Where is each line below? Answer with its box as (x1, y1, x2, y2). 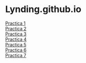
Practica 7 (5, 52, 26, 58)
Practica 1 (5, 20, 26, 26)
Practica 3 (5, 31, 27, 37)
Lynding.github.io (5, 4, 82, 15)
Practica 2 (5, 25, 27, 31)
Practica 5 (5, 41, 27, 47)
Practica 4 (5, 36, 27, 42)
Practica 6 (5, 47, 27, 53)
